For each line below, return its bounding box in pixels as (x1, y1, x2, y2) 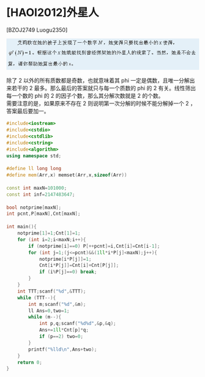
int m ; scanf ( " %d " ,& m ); (28, 301, 86, 307)
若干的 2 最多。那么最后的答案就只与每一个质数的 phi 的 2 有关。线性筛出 (11, 84, 196, 92)
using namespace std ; (6, 152, 62, 159)
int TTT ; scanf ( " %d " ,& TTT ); (17, 288, 86, 294)
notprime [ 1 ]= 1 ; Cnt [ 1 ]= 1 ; (17, 230, 81, 236)
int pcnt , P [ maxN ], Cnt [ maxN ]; (6, 211, 81, 217)
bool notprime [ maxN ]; (6, 204, 62, 211)
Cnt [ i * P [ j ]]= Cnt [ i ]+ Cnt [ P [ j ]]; (39, 263, 119, 269)
